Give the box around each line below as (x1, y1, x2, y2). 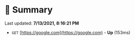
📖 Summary (4, 4, 53, 15)
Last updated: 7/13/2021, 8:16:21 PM (4, 20, 79, 26)
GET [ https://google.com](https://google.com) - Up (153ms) (11, 29, 131, 35)
